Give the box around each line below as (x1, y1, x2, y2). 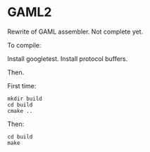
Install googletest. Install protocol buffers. (7, 54, 128, 63)
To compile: (7, 41, 42, 49)
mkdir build (7, 95, 42, 102)
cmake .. (7, 107, 33, 114)
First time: (7, 81, 37, 90)
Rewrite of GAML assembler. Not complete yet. (7, 27, 144, 36)
